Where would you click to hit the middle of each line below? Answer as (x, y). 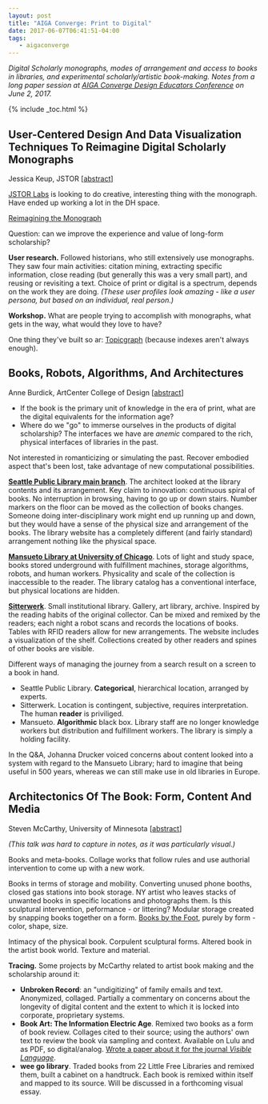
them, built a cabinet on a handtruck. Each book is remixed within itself (136, 1074)
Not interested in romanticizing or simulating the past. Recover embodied (129, 458)
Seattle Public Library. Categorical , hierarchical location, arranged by (134, 688)
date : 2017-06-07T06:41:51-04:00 (64, 30)
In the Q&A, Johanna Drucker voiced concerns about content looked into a (131, 754)
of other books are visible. (51, 648)
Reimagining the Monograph (55, 218)
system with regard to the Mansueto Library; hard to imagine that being (126, 763)
